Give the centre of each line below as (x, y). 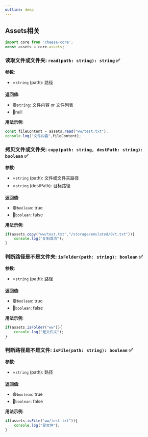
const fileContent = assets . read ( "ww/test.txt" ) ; (57, 131)
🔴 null (17, 112)
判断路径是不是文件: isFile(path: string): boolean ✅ (69, 350)
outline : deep (20, 10)
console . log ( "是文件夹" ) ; (39, 332)
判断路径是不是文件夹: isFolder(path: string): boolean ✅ (74, 257)
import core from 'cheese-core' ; (39, 42)
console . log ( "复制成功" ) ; (39, 239)
